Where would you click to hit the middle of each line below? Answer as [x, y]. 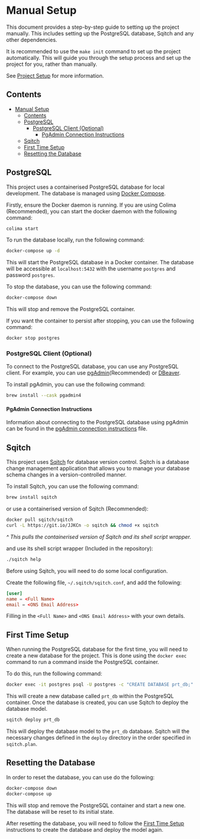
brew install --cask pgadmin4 [44, 396]
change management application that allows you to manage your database [98, 469]
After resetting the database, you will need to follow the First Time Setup [95, 823]
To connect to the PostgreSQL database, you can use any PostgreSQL [93, 367]
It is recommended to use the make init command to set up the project [93, 51]
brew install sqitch [32, 497]
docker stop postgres [33, 338]
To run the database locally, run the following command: [75, 240]
